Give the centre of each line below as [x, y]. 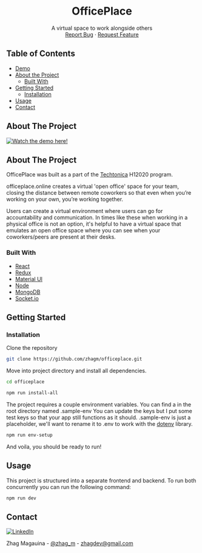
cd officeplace [25, 382]
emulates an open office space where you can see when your [83, 231]
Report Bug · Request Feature [102, 34]
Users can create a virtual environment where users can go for [85, 211]
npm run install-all [32, 393]
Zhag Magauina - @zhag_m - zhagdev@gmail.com [70, 543]
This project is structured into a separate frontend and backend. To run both [101, 480]
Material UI [29, 279]
